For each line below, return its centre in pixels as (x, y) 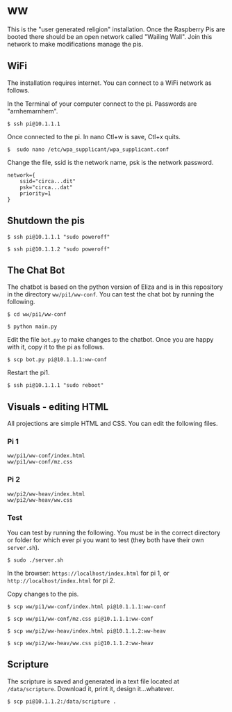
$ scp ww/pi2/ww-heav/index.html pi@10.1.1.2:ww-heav (87, 631)
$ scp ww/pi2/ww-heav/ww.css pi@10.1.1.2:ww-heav (81, 643)
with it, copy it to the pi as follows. (56, 347)
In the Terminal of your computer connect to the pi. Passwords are (102, 104)
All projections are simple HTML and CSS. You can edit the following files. (113, 424)
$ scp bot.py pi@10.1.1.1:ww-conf (57, 360)
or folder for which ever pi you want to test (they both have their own (106, 540)
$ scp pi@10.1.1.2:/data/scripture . (62, 702)
